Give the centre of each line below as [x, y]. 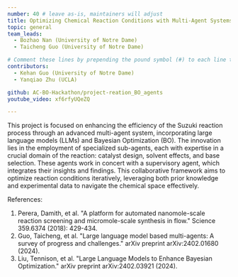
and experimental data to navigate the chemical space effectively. [103, 186]
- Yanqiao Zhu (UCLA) [46, 80]
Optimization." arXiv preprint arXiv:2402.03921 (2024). [97, 266]
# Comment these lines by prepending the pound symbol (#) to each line [117, 60]
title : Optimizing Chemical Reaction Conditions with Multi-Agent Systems [120, 21]
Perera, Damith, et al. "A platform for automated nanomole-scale [111, 213]
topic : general [30, 27]
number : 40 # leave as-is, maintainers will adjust [85, 14]
